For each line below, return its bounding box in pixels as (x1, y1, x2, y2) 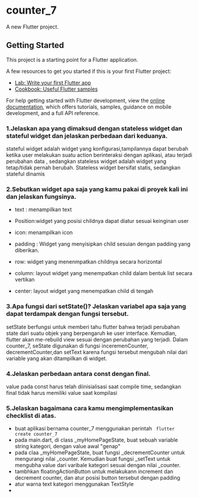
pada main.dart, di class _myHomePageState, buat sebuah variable (14, 436, 178, 443)
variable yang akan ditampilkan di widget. (6, 355, 108, 362)
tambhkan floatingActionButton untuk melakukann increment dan (14, 468, 173, 475)
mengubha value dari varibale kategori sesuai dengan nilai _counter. (14, 462, 181, 469)
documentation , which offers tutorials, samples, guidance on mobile (6, 103, 171, 110)
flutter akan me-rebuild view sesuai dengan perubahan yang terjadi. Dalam (6, 336, 189, 343)
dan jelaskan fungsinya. (6, 192, 77, 200)
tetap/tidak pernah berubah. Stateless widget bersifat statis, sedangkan (6, 164, 181, 171)
